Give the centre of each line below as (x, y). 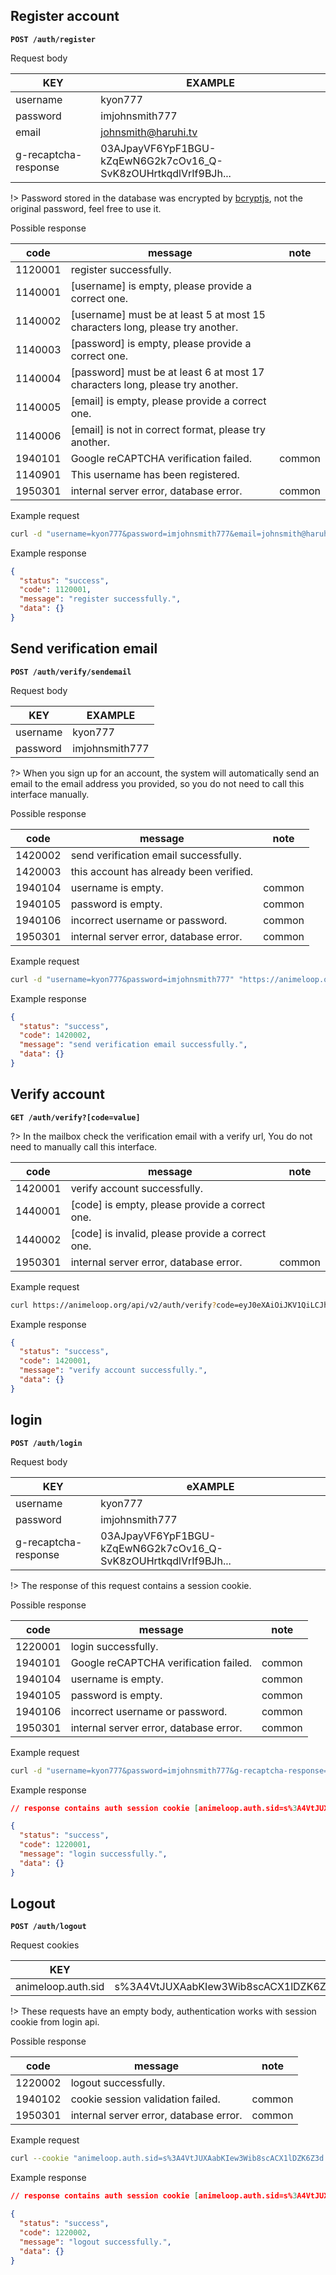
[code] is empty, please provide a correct (168, 1204)
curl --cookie (40, 2159)
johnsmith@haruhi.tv (149, 132)
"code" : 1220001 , (55, 1845)
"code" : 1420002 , (55, 1035)
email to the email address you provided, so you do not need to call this (157, 783)
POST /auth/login (46, 1443)
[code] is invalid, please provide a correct (168, 1233)
